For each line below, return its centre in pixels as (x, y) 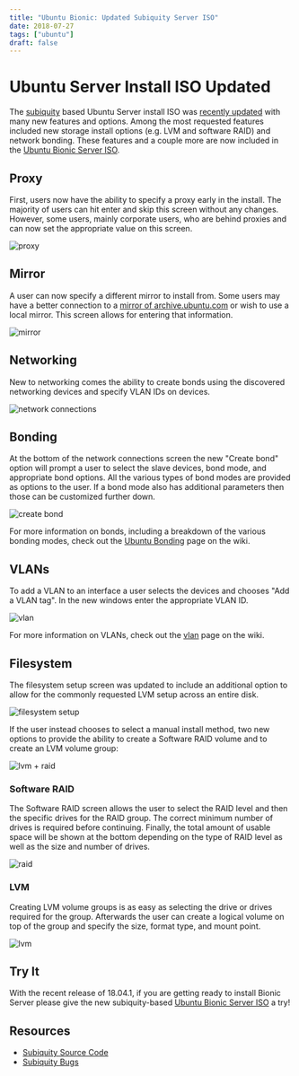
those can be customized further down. (82, 497)
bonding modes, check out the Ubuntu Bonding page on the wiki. (130, 541)
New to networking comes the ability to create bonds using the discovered (147, 381)
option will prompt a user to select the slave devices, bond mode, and (138, 468)
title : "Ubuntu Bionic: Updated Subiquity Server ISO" (114, 17)
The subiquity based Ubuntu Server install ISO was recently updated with (145, 112)
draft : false (34, 43)
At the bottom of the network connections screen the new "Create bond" (144, 459)
